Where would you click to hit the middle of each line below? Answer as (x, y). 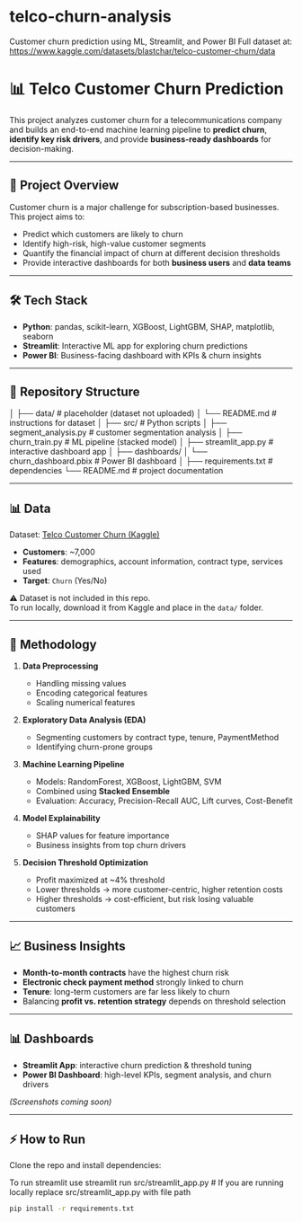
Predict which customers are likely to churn (102, 234)
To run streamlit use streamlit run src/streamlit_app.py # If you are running (147, 1182)
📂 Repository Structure (75, 391)
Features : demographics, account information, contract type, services (152, 562)
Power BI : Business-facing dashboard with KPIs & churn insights (142, 355)
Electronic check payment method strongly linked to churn (133, 982)
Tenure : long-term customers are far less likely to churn (126, 991)
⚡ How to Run (48, 1139)
